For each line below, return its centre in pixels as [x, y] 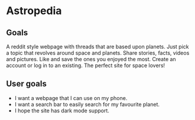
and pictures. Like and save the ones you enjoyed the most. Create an [91, 59]
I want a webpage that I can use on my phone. [71, 98]
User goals [27, 84]
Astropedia [34, 11]
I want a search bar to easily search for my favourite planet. [87, 104]
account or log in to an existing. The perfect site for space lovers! [86, 65]
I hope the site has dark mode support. [62, 111]
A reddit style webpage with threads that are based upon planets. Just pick [97, 46]
